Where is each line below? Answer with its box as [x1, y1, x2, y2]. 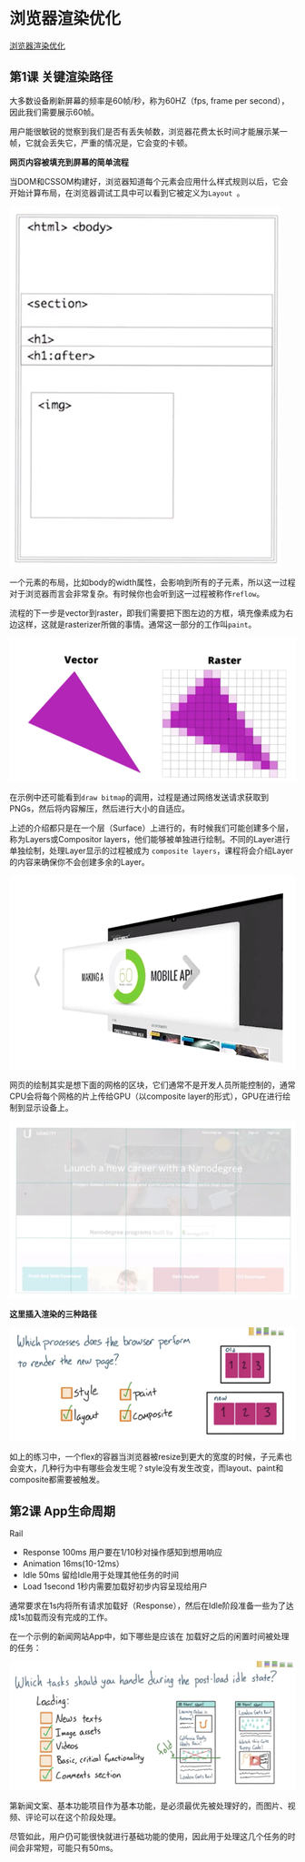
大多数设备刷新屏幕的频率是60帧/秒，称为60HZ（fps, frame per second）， [9, 95, 290, 106]
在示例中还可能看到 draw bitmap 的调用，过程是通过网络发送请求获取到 [9, 791, 270, 802]
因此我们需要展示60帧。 [9, 106, 100, 117]
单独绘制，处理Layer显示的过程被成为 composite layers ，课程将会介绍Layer [9, 845, 293, 856]
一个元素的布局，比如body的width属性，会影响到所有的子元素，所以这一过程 [9, 577, 296, 588]
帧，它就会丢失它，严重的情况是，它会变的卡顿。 [9, 137, 192, 148]
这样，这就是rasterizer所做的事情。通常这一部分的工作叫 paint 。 [16, 619, 257, 629]
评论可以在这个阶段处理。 [25, 1812, 121, 1823]
